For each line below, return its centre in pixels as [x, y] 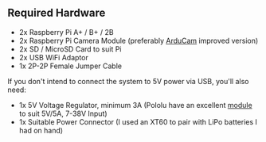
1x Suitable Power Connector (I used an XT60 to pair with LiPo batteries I [138, 121]
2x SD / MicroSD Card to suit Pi [70, 49]
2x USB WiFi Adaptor [53, 57]
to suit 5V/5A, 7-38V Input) [63, 113]
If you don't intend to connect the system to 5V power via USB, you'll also [128, 81]
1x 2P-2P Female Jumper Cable [70, 66]
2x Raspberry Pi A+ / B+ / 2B [66, 32]
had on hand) [41, 130]
